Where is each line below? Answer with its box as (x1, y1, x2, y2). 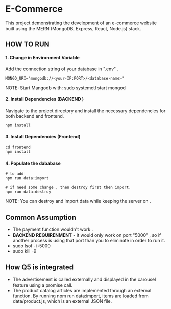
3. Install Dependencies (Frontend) (5, 134, 81, 140)
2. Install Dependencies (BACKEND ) (5, 96, 84, 102)
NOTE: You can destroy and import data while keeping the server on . (5, 198, 151, 204)
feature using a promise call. (12, 281, 73, 288)
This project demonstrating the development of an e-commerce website (5, 20, 157, 26)
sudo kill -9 (12, 248, 37, 254)
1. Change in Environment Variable (5, 54, 80, 60)
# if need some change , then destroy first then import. (5, 185, 131, 190)
